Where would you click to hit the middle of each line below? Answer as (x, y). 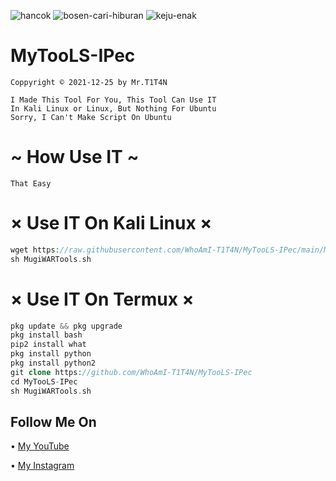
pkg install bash (46, 335)
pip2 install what (48, 345)
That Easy (31, 183)
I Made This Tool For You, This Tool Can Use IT (113, 100)
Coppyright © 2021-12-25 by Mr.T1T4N (89, 82)
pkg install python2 (53, 363)
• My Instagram (42, 466)
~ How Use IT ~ (75, 157)
